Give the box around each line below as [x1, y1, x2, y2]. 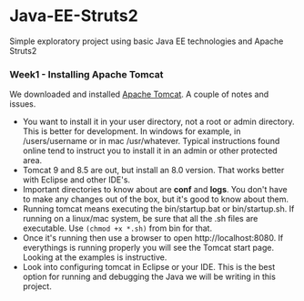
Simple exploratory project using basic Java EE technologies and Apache [9, 36, 284, 47]
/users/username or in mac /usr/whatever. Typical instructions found [22, 136, 280, 147]
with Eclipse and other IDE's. [22, 174, 130, 185]
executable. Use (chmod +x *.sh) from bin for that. [22, 223, 212, 234]
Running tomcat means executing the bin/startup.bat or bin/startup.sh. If [22, 203, 295, 214]
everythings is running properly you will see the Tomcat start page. [22, 243, 275, 254]
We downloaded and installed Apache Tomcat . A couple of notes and [9, 88, 269, 100]
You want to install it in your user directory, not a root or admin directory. [22, 116, 295, 128]
